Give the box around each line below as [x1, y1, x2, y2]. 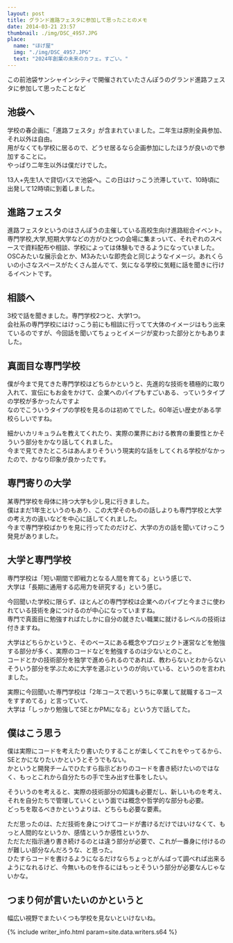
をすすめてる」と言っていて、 [7, 696, 92, 705]
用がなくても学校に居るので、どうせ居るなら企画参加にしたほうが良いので [7, 143, 220, 151]
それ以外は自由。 [7, 135, 56, 143]
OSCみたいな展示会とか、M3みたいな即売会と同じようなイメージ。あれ [7, 252, 212, 260]
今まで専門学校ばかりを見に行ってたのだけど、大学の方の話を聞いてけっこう [7, 523, 225, 531]
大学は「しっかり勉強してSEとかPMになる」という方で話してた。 [7, 705, 194, 713]
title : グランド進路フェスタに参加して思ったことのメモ [7, 17, 148, 24]
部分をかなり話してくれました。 [25, 438, 116, 446]
